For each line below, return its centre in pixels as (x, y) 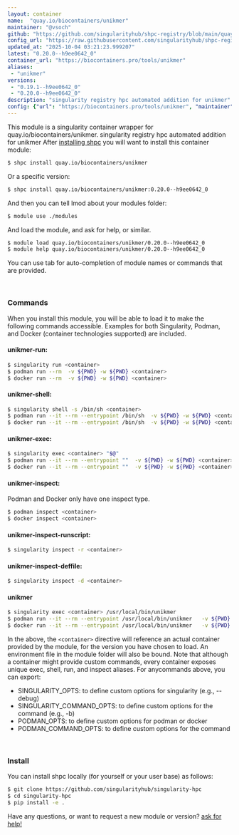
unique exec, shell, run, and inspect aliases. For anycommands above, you (116, 669)
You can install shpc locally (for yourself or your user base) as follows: (110, 777)
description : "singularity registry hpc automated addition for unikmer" (119, 100)
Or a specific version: (39, 176)
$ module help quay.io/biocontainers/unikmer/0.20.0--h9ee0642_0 (106, 249)
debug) (28, 698)
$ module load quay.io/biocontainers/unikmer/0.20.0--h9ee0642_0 (106, 243)
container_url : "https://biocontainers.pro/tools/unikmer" (97, 61)
